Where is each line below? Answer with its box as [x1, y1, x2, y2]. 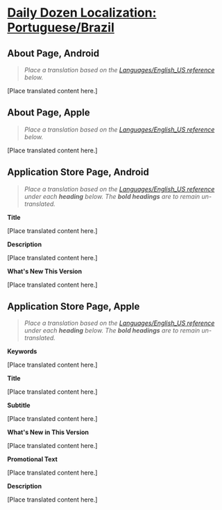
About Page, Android [7, 47, 100, 59]
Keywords [7, 347, 37, 356]
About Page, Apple [7, 106, 90, 119]
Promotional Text [7, 455, 58, 463]
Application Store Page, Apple [7, 301, 140, 312]
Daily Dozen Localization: [7, 5, 157, 21]
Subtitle [7, 401, 31, 410]
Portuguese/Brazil [7, 19, 114, 35]
